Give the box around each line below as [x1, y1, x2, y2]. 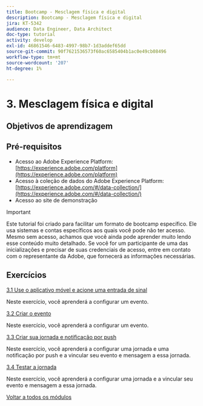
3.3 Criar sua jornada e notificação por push [6, 333, 117, 340]
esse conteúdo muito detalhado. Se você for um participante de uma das [6, 239, 188, 247]
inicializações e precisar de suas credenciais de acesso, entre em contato [6, 246, 191, 253]
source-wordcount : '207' [6, 60, 69, 66]
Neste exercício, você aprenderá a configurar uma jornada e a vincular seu [6, 375, 193, 382]
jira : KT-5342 [6, 20, 42, 26]
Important [6, 208, 31, 216]
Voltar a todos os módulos [6, 393, 72, 401]
